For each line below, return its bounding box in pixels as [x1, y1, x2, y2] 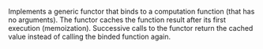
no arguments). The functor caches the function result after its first [8, 15, 227, 24]
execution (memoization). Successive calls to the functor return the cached [8, 24, 254, 32]
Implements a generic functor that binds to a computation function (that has [8, 7, 255, 16]
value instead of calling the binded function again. [8, 32, 171, 41]
